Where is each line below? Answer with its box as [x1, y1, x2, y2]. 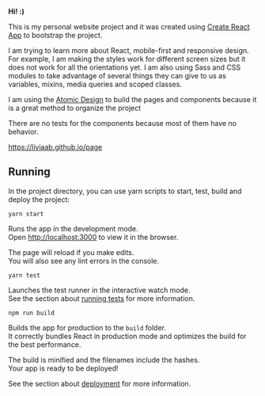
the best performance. [8, 340, 81, 349]
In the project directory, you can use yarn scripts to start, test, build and [8, 186, 242, 196]
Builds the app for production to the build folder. [8, 322, 167, 332]
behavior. [8, 127, 39, 136]
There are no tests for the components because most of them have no [8, 119, 237, 128]
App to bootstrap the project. [8, 31, 103, 40]
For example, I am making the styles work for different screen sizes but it [8, 55, 246, 63]
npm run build [8, 309, 55, 317]
